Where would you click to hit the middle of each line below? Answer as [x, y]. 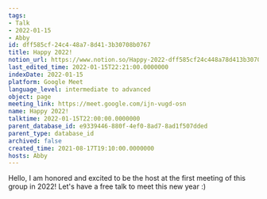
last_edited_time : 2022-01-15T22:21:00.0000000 [89, 67]
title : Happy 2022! [41, 52]
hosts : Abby [28, 155]
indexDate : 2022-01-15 [46, 75]
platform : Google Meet [46, 82]
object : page [30, 97]
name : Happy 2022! [39, 112]
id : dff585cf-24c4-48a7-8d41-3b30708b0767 [79, 45]
